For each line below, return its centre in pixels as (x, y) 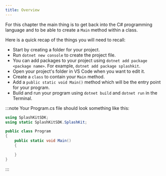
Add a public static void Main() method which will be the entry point (87, 82)
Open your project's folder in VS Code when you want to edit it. (79, 71)
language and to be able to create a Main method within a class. (72, 30)
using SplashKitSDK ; (27, 118)
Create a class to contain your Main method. (59, 76)
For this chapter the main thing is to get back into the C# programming (79, 24)
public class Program (28, 131)
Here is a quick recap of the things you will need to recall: (65, 40)
